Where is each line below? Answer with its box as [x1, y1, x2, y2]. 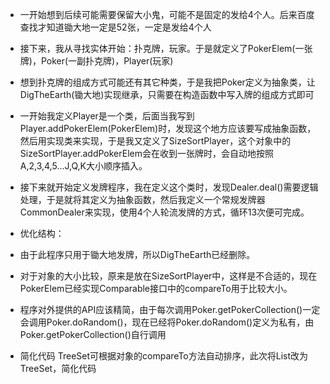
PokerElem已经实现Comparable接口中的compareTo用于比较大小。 [19, 283, 293, 294]
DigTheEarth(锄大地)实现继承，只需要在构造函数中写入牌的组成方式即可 [19, 89, 315, 100]
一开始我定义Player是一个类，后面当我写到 [19, 110, 195, 122]
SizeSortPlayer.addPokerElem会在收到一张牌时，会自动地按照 [19, 148, 274, 159]
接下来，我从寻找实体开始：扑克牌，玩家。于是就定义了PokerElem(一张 [19, 43, 313, 54]
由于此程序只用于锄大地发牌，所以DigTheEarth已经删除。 [19, 249, 256, 260]
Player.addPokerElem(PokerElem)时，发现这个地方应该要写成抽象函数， [19, 123, 317, 134]
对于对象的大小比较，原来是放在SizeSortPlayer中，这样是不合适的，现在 [19, 270, 318, 282]
